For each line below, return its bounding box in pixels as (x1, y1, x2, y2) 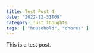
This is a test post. (6, 41, 52, 48)
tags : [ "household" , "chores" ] (6, 25, 89, 31)
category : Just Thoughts (6, 19, 68, 25)
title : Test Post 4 (6, 8, 55, 15)
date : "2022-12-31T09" (6, 14, 62, 20)
